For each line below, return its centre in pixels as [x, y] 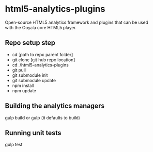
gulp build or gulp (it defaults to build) [43, 118]
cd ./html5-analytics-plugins [40, 65]
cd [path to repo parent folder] [42, 54]
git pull [19, 70]
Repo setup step [30, 43]
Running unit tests [33, 133]
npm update [24, 90]
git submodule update [34, 80]
